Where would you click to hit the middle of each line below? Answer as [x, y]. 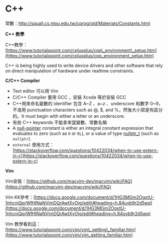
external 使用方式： [33, 144]
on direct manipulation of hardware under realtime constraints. [70, 70]
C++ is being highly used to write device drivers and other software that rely [84, 65]
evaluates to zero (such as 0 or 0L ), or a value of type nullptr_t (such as [86, 133]
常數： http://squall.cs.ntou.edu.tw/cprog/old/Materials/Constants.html [78, 23]
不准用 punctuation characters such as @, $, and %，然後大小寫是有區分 [88, 110]
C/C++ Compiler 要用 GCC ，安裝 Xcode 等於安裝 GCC [69, 97]
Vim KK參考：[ [20, 197]
